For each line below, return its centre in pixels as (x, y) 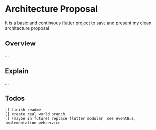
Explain (17, 71)
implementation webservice (33, 123)
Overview (21, 44)
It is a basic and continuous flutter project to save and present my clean (78, 23)
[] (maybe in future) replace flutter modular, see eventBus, (71, 119)
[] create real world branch (35, 114)
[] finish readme (23, 110)
